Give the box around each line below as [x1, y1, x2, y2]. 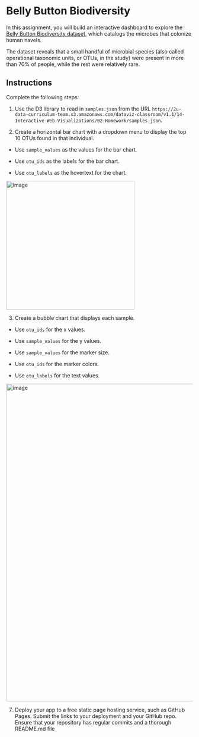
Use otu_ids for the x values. [14, 326, 86, 333]
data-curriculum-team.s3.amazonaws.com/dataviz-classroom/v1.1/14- [14, 111, 185, 117]
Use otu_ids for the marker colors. [14, 360, 99, 367]
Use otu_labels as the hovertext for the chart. [14, 169, 127, 176]
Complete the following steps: [6, 93, 79, 100]
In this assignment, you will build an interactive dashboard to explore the [6, 24, 183, 31]
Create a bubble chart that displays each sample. [14, 314, 135, 322]
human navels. [6, 36, 42, 43]
